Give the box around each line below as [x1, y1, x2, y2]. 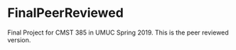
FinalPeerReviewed [7, 5, 124, 21]
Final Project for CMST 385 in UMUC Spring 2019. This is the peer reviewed [7, 28, 229, 37]
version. [7, 35, 31, 44]
